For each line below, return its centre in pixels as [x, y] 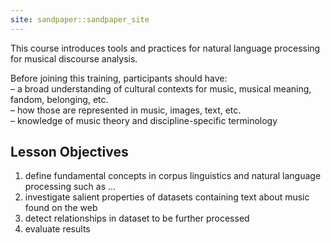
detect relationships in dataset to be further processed [137, 218]
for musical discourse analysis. [74, 58]
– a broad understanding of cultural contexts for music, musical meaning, [161, 88]
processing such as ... [70, 187]
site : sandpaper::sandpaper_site [80, 19]
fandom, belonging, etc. [59, 99]
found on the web [61, 208]
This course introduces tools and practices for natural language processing [165, 48]
